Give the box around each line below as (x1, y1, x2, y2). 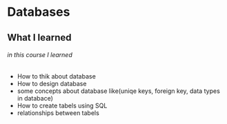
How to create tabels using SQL (17, 101, 108, 110)
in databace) (17, 94, 54, 102)
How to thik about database (17, 72, 97, 80)
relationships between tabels (17, 108, 100, 117)
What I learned (7, 32, 72, 43)
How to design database (17, 79, 87, 87)
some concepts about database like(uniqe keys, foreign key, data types (17, 87, 221, 95)
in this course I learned (7, 51, 72, 59)
